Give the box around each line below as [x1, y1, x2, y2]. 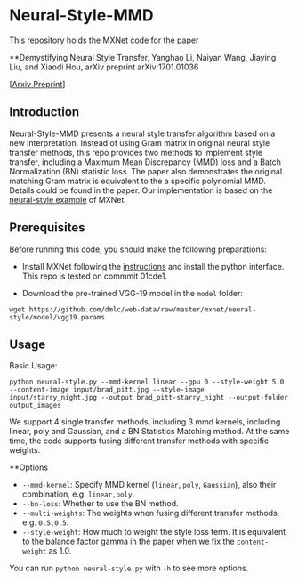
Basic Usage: [9, 360, 58, 371]
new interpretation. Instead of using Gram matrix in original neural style [9, 137, 270, 148]
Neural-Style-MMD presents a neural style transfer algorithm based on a [9, 128, 276, 139]
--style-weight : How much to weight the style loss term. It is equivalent [21, 527, 286, 538]
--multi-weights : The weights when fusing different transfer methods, [21, 508, 280, 519]
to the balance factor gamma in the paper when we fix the [21, 536, 236, 547]
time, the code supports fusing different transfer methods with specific [9, 435, 270, 446]
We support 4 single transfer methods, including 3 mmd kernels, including [9, 416, 281, 427]
